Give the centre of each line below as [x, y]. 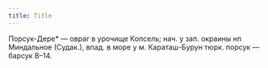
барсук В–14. [30, 55]
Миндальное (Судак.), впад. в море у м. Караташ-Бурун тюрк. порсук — [134, 47]
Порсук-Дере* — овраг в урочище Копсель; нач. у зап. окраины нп [125, 38]
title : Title [30, 16]
